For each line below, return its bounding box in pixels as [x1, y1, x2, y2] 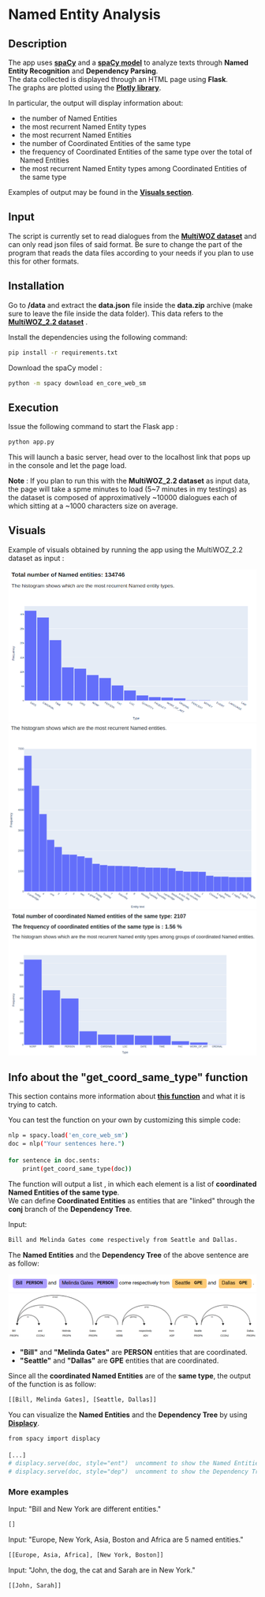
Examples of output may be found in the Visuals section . [8, 188, 194, 196]
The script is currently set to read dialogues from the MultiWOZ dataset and [8, 231, 257, 241]
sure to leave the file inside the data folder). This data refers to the [8, 309, 223, 318]
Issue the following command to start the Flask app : [8, 422, 179, 432]
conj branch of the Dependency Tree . [8, 1204, 132, 1214]
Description [8, 37, 67, 50]
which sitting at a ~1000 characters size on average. [8, 501, 178, 511]
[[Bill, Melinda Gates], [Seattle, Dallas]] [8, 1395, 157, 1404]
